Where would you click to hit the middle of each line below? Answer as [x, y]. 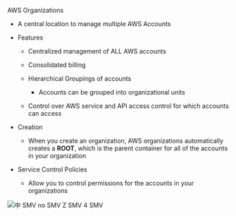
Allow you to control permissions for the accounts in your [111, 183]
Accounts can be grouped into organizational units [112, 92]
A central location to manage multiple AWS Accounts [94, 24]
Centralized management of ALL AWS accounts [97, 51]
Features [30, 37]
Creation [30, 127]
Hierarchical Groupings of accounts [80, 78]
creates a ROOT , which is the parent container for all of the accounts [128, 148]
